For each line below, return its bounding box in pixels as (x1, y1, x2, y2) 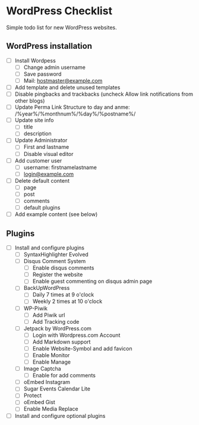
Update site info (14, 117, 54, 124)
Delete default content (14, 177, 70, 184)
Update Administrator (14, 137, 68, 144)
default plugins (23, 204, 61, 211)
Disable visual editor (23, 150, 74, 157)
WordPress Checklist (6, 4, 113, 18)
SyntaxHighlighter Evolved (23, 251, 89, 258)
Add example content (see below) (14, 211, 98, 218)
